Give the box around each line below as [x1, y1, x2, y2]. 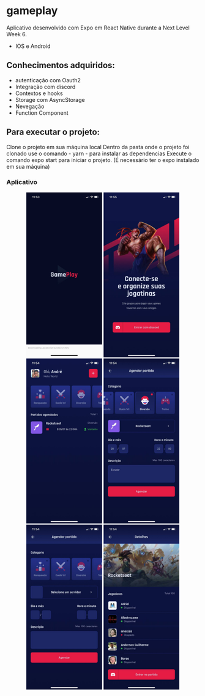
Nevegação [15, 102, 45, 110]
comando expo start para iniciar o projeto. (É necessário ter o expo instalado [6, 156, 199, 163]
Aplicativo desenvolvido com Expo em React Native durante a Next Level [6, 24, 190, 31]
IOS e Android [15, 42, 51, 50]
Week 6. [6, 30, 28, 37]
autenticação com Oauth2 [15, 76, 81, 83]
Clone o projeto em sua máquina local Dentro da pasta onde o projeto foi [6, 143, 190, 150]
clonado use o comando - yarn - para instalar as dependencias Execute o [6, 150, 192, 157]
